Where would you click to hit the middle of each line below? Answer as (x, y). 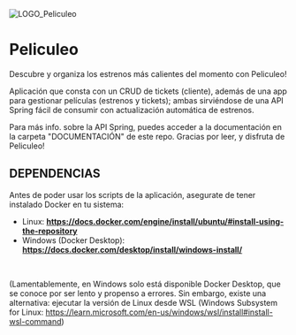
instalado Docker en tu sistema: (67, 204)
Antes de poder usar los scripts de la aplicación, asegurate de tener (133, 194)
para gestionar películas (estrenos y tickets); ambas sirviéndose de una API (147, 100)
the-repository (49, 231)
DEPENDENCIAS (55, 174)
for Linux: (27, 312)
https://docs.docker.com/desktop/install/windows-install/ (132, 249)
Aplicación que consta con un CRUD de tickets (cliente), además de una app (148, 91)
